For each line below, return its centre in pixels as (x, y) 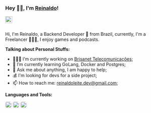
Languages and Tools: (29, 95)
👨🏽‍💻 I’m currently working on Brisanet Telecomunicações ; (73, 59)
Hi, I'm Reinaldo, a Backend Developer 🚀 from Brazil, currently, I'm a (75, 34)
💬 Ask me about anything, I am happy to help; (60, 70)
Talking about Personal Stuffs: (37, 49)
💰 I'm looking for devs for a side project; (55, 76)
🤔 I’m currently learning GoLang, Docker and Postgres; (69, 65)
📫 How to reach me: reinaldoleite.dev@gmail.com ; (65, 83)
